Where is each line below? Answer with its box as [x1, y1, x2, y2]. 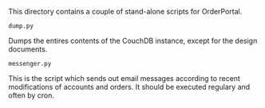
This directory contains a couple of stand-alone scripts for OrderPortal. [8, 7, 243, 16]
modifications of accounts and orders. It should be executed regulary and [8, 83, 251, 91]
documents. [8, 44, 48, 54]
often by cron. [8, 91, 54, 100]
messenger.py [8, 60, 52, 67]
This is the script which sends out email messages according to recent [8, 74, 241, 83]
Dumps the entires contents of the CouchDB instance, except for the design [8, 36, 258, 45]
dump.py [8, 22, 34, 30]
